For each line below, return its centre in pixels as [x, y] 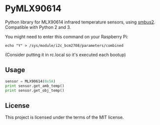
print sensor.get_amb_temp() [35, 86]
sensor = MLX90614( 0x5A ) [30, 81]
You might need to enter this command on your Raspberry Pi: [67, 37]
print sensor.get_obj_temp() [35, 90]
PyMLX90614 [33, 9]
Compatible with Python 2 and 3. [38, 27]
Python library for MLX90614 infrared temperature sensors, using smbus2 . [80, 22]
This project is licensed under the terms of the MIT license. [64, 117]
